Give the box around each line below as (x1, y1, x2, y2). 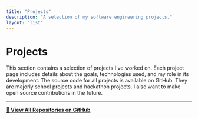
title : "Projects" (6, 8, 51, 15)
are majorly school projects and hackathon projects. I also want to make (6, 83, 181, 90)
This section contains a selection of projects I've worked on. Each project (6, 64, 184, 71)
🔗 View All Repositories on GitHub (6, 107, 91, 114)
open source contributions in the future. (6, 90, 103, 97)
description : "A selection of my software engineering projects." (6, 14, 173, 20)
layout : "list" (6, 19, 44, 25)
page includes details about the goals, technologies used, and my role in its (6, 71, 189, 78)
